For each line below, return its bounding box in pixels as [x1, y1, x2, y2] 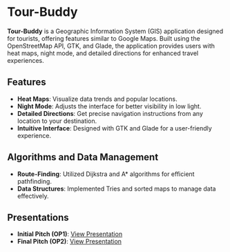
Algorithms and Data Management [7, 151, 159, 163]
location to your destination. [17, 117, 97, 125]
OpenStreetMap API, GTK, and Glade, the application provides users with [7, 41, 215, 50]
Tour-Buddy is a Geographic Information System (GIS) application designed [7, 27, 224, 35]
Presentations [7, 211, 69, 223]
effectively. [17, 191, 49, 200]
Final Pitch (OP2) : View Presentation [17, 238, 122, 246]
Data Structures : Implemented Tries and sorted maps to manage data [17, 184, 216, 193]
